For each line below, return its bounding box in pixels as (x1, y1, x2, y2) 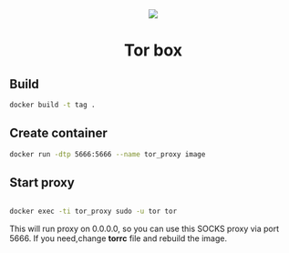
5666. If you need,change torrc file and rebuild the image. (9, 233, 228, 244)
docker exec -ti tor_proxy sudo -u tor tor (9, 207, 178, 217)
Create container (9, 126, 108, 141)
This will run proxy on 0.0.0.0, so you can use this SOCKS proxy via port (9, 223, 280, 235)
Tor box (123, 40, 183, 61)
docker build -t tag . (9, 100, 96, 109)
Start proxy (9, 175, 75, 190)
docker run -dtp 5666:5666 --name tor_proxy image (9, 149, 206, 158)
